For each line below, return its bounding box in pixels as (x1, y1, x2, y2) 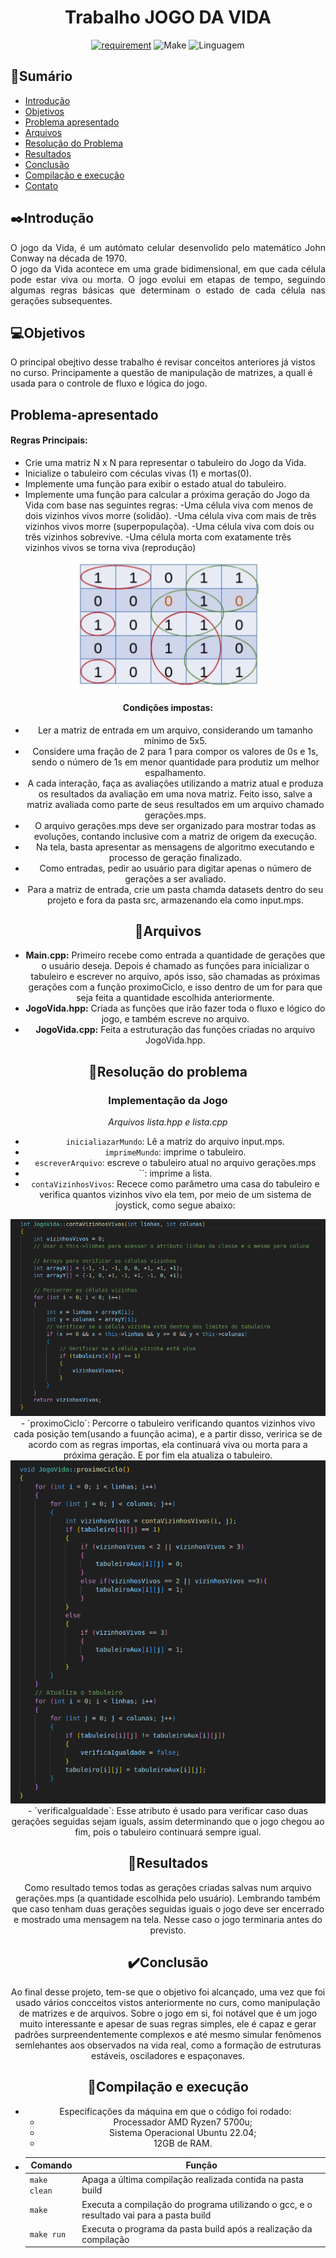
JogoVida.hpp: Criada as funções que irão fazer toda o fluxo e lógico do (25, 1002, 326, 1015)
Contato (24, 179, 59, 191)
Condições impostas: (122, 701, 214, 713)
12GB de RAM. (153, 2137, 213, 2149)
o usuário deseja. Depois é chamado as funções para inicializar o (41, 960, 310, 972)
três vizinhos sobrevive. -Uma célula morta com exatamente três (24, 531, 292, 543)
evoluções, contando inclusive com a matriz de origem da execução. (33, 830, 318, 842)
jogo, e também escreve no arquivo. (101, 1013, 250, 1025)
